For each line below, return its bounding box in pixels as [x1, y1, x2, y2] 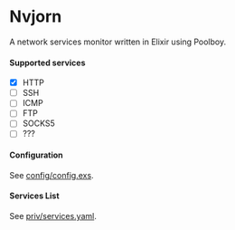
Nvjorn [9, 6, 62, 27]
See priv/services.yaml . [9, 210, 97, 221]
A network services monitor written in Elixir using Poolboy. [9, 36, 227, 47]
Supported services [9, 57, 86, 68]
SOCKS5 [22, 118, 56, 129]
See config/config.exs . [9, 169, 94, 180]
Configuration [9, 149, 63, 160]
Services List [9, 190, 61, 201]
